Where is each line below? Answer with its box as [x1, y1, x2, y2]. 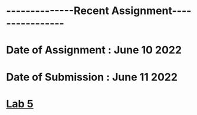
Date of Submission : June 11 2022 [6, 70, 178, 83]
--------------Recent [6, 4, 109, 18]
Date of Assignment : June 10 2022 [6, 43, 182, 57]
